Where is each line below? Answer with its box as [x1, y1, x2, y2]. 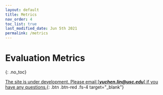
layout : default [5, 7, 39, 13]
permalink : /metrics [5, 31, 49, 36]
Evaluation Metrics [5, 52, 85, 64]
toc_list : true [5, 21, 37, 27]
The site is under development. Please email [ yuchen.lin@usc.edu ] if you [5, 78, 158, 84]
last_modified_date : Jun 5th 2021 [5, 26, 78, 31]
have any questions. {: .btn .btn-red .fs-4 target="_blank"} [5, 84, 124, 90]
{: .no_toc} [5, 69, 27, 75]
